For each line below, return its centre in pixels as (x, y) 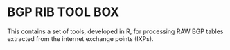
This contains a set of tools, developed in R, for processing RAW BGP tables (115, 31)
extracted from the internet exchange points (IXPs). (80, 38)
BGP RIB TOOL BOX (63, 12)
